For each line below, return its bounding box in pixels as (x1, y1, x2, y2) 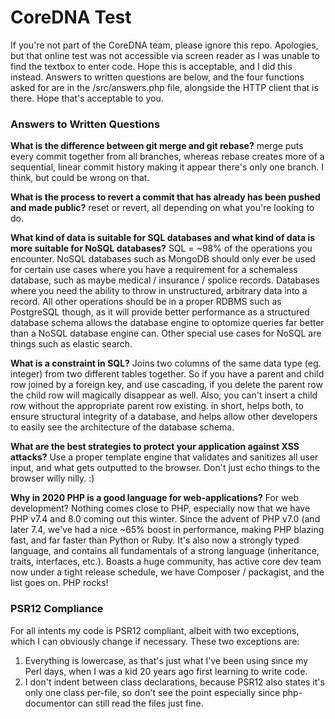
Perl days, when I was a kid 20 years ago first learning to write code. (24, 665, 308, 677)
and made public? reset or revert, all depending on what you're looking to (10, 202, 315, 214)
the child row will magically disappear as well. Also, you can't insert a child (10, 389, 318, 401)
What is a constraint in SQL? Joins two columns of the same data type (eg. (10, 357, 322, 370)
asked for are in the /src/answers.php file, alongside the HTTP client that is (10, 81, 319, 93)
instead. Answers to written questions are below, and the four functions (10, 71, 305, 83)
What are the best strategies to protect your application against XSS (10, 441, 300, 453)
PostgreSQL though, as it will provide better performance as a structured (10, 306, 310, 318)
